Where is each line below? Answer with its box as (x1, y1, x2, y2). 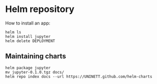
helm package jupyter (5, 65, 51, 70)
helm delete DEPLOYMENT (5, 38, 56, 43)
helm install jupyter (5, 34, 51, 39)
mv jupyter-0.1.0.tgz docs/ (5, 69, 65, 74)
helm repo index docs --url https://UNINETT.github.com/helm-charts (5, 74, 152, 79)
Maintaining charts (5, 52, 67, 60)
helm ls (5, 29, 22, 34)
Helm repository (5, 3, 75, 15)
